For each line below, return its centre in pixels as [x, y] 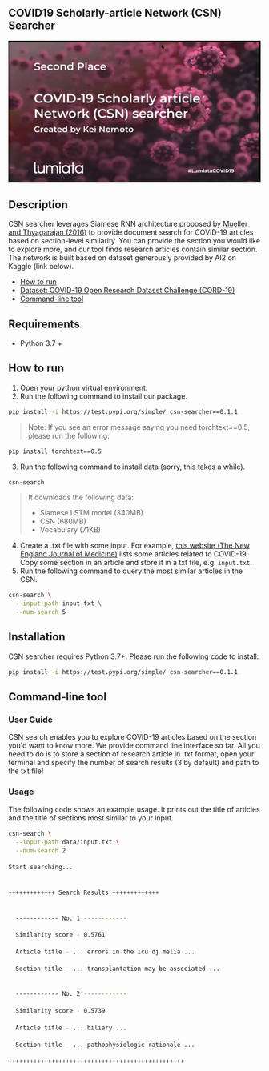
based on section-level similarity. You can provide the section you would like [134, 241]
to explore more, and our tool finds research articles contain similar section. [133, 249]
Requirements [44, 324]
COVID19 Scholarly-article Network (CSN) [115, 13]
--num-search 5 [41, 612]
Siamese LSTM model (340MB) [92, 513]
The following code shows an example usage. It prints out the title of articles [134, 809]
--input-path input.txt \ [59, 604]
